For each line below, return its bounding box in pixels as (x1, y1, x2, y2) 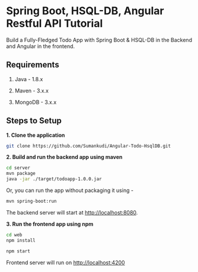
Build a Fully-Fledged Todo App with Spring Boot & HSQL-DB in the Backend (6, 36, 193, 43)
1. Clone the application (6, 132, 65, 139)
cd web (6, 232, 23, 238)
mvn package (6, 171, 36, 177)
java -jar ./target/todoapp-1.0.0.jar (6, 176, 102, 182)
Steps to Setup (6, 116, 62, 126)
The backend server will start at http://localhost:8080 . (6, 209, 138, 216)
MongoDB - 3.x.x (14, 98, 57, 105)
